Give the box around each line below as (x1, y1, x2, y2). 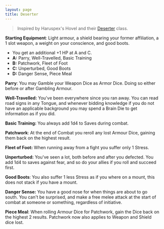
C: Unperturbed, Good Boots (12, 65, 71, 71)
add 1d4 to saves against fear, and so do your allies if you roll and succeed (5, 159, 157, 165)
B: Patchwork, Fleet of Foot (12, 60, 68, 66)
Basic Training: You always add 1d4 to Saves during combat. (5, 120, 129, 126)
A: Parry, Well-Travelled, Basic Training (12, 55, 92, 61)
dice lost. (5, 219, 24, 225)
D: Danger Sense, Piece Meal (12, 70, 72, 76)
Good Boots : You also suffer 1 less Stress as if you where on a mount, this (5, 174, 155, 180)
